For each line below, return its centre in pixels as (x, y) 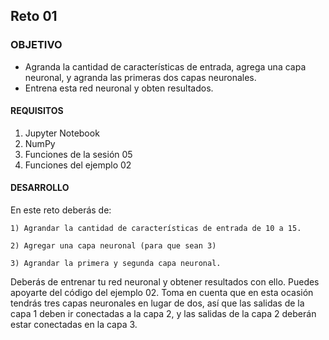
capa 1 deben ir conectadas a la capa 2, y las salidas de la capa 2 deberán (163, 314)
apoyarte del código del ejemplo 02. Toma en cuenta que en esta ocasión (162, 293)
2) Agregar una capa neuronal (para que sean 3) (113, 246)
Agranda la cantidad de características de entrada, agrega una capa (165, 66)
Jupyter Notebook (62, 133)
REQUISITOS (37, 111)
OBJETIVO (36, 45)
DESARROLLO (40, 188)
